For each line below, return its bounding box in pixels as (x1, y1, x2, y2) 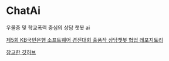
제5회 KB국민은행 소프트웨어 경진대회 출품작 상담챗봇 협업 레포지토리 (6, 36, 163, 43)
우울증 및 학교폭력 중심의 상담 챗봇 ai (6, 24, 90, 31)
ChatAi (6, 4, 41, 17)
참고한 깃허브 (6, 48, 36, 56)
